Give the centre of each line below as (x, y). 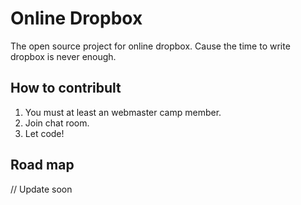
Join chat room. (57, 123)
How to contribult (66, 88)
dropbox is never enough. (63, 56)
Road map (42, 165)
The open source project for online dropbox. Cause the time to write (150, 46)
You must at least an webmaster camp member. (123, 112)
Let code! (44, 133)
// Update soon (41, 189)
